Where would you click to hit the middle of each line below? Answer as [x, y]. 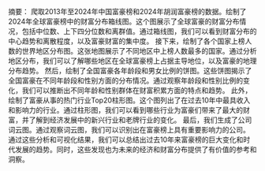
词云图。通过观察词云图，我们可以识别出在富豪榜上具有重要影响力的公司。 [129, 130]
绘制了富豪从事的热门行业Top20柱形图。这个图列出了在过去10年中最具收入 [129, 100]
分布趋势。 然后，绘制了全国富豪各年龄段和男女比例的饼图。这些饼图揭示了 [130, 71]
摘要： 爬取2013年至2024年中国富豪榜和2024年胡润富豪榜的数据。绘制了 [127, 11]
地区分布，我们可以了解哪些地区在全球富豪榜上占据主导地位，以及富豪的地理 [132, 61]
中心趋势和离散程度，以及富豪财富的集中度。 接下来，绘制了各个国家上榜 [127, 41]
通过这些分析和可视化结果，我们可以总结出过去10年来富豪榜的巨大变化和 [126, 139]
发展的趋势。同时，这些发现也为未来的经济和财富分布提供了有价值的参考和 [136, 149]
